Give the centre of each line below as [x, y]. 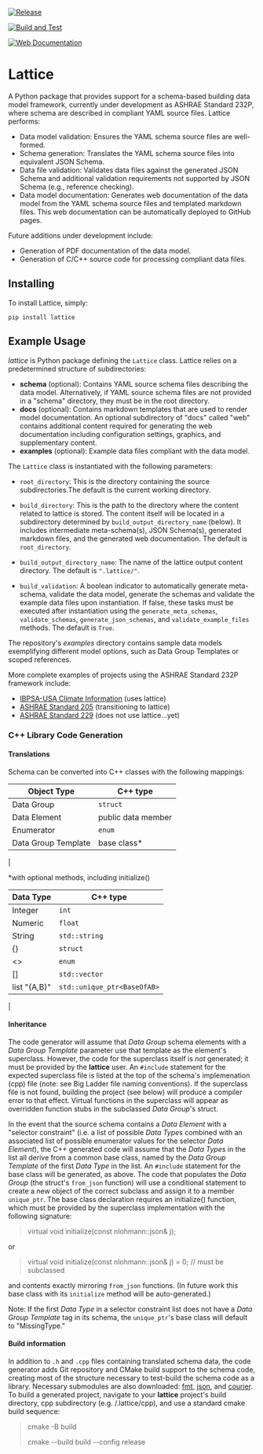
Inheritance [27, 1024]
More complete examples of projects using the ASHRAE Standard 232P [123, 675]
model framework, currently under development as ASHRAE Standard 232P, [131, 104]
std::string [81, 936]
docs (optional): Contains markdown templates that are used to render [133, 409]
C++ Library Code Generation [66, 735]
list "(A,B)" [31, 986]
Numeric [28, 923]
